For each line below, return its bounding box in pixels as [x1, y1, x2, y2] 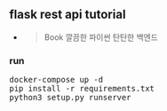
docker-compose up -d [9, 75, 104, 85]
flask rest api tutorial [9, 7, 126, 22]
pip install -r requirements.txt [9, 83, 155, 94]
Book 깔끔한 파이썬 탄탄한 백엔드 [44, 31, 158, 43]
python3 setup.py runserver [9, 92, 131, 103]
